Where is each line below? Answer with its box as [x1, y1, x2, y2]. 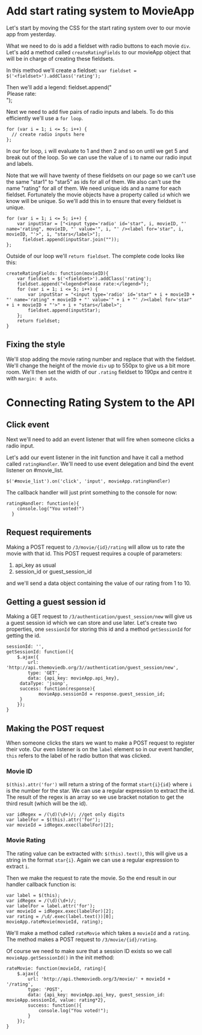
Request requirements [6, 527, 92, 537]
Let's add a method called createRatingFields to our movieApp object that [6, 48, 191, 55]
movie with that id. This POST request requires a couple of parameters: [6, 549, 182, 557]
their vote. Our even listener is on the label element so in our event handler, [6, 746, 194, 753]
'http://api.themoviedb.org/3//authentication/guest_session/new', [6, 664, 179, 671]
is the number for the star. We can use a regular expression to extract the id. [6, 787, 195, 795]
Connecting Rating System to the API [6, 396, 195, 409]
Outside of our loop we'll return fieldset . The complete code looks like [6, 252, 185, 260]
